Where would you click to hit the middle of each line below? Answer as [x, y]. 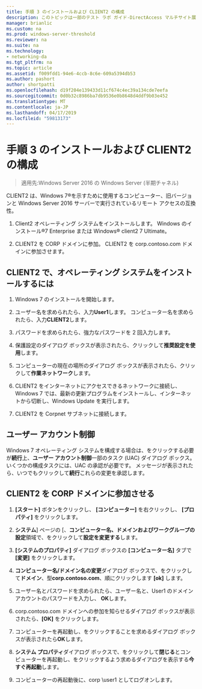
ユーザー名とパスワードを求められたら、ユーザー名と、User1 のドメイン [104, 591]
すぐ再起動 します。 [38, 667]
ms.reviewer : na [26, 40]
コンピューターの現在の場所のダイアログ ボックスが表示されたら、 [97, 366]
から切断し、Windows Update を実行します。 [76, 401]
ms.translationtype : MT [36, 101]
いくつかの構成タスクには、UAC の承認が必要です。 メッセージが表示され [97, 465]
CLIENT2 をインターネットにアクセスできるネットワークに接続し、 [98, 386]
